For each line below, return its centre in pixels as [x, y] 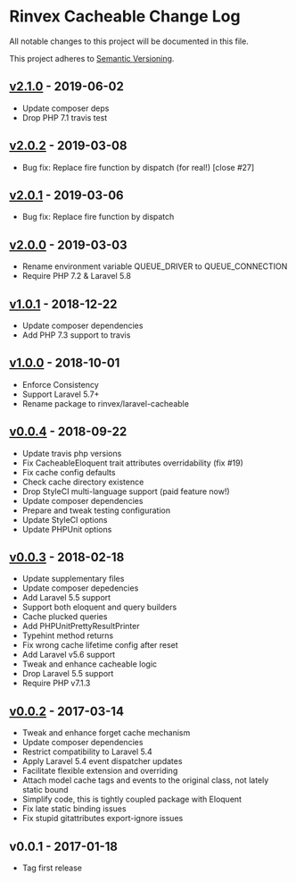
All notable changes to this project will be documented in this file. [129, 41]
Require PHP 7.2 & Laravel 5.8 [77, 276]
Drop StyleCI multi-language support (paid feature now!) [126, 491]
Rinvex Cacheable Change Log [125, 17]
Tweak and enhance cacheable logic [90, 664]
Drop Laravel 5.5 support [68, 674]
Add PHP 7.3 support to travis [76, 335]
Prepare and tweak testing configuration [96, 510]
